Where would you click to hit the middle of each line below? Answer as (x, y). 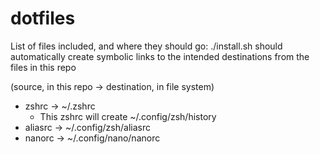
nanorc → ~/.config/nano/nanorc (92, 138)
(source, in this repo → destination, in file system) (112, 86)
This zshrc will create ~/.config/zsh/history (128, 116)
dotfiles (43, 18)
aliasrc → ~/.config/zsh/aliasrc (87, 127)
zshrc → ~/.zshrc (60, 106)
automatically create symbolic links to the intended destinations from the (160, 56)
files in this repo (43, 67)
